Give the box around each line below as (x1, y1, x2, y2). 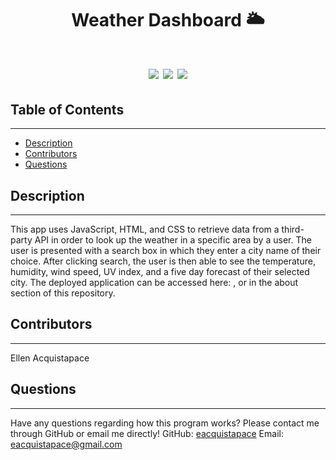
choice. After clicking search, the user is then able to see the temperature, (10, 255, 316, 267)
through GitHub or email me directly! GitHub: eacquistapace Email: (10, 427, 284, 439)
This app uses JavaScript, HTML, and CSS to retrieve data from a (10, 223, 280, 235)
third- (281, 223, 305, 235)
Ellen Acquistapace (10, 352, 90, 364)
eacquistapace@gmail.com (10, 438, 123, 450)
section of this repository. (10, 287, 116, 299)
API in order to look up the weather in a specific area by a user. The (34, 234, 312, 246)
